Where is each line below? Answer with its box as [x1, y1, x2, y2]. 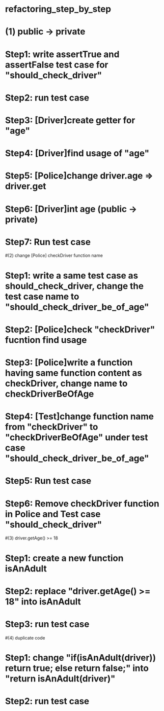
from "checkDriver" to [5, 422, 98, 432]
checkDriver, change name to [5, 378, 128, 389]
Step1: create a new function [5, 552, 124, 564]
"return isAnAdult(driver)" [5, 673, 115, 684]
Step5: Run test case [5, 475, 92, 487]
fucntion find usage [5, 334, 87, 346]
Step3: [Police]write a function [5, 357, 133, 368]
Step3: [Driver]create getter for [5, 114, 136, 126]
